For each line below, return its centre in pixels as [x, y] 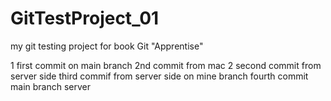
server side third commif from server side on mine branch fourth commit [159, 76]
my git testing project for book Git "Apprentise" [107, 46]
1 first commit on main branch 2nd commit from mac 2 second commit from [166, 65]
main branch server [50, 86]
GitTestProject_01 [85, 18]
